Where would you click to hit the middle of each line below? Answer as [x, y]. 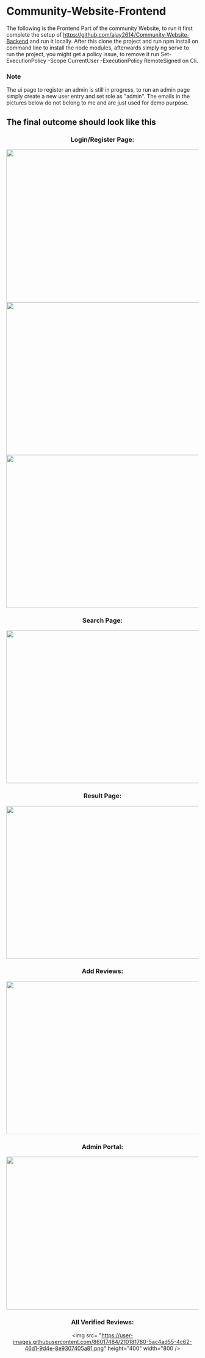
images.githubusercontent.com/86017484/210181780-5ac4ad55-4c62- [103, 1342]
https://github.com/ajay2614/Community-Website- [127, 34]
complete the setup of [34, 34]
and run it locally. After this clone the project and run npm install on [114, 41]
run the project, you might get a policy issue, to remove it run [83, 54]
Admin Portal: [103, 1147]
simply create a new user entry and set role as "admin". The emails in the [98, 97]
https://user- [117, 1335]
